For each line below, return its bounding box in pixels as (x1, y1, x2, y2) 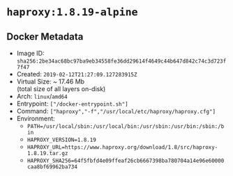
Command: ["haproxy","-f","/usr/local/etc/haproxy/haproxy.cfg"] (16, 107, 216, 115)
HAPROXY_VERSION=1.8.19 (27, 136, 97, 143)
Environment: (16, 114, 55, 122)
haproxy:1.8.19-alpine (6, 6, 138, 19)
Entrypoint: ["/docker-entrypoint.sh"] (16, 99, 128, 108)
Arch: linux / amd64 (16, 93, 68, 100)
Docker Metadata (6, 31, 84, 42)
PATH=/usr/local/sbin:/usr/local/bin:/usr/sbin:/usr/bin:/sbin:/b (27, 123, 225, 130)
